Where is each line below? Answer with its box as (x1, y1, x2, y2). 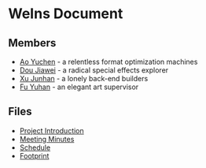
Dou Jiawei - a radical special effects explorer (19, 65, 169, 75)
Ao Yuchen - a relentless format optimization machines (19, 57, 198, 66)
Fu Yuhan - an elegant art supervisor (19, 82, 139, 91)
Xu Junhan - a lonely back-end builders (19, 74, 149, 83)
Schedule (19, 143, 51, 152)
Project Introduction (19, 125, 84, 135)
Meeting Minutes (19, 134, 75, 144)
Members (8, 36, 57, 50)
